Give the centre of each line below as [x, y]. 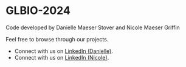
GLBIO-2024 [38, 11]
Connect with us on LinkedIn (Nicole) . [62, 57]
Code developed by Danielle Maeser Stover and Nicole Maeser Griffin [93, 27]
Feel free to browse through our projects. [57, 39]
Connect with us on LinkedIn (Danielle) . [64, 51]
